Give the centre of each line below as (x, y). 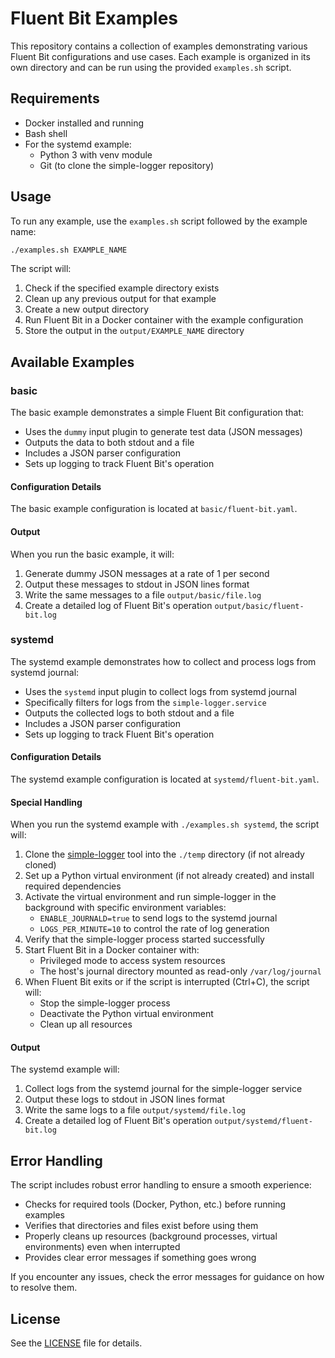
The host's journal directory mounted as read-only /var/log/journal (180, 971)
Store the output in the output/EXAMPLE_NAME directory (134, 331)
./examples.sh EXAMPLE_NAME (69, 250)
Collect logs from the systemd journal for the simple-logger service (163, 1089)
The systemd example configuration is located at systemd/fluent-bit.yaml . (165, 779)
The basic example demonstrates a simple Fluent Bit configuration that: (157, 413)
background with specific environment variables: (125, 908)
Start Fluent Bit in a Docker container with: (112, 950)
